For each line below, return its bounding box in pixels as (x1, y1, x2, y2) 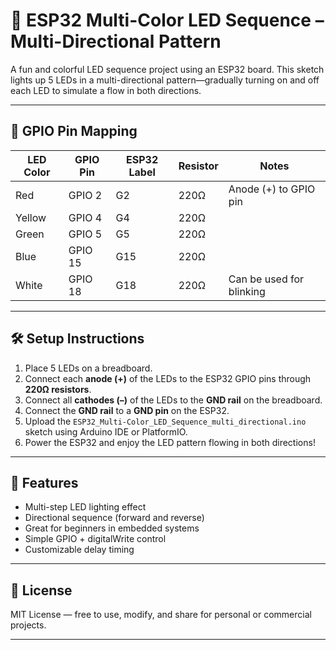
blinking (228, 284, 266, 298)
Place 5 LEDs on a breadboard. (24, 362, 153, 374)
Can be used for (228, 272, 305, 286)
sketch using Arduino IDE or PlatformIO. (24, 425, 188, 438)
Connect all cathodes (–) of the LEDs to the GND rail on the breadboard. (24, 394, 323, 406)
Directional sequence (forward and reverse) (24, 512, 205, 524)
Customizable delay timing (24, 544, 135, 556)
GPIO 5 (68, 227, 103, 241)
